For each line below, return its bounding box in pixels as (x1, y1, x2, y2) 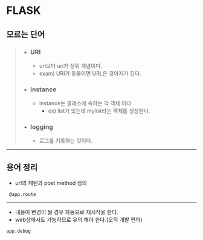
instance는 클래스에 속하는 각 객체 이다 (39, 100, 132, 107)
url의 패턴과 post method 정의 (14, 180, 88, 187)
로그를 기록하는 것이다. (39, 137, 93, 144)
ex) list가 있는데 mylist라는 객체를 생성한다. (48, 107, 150, 115)
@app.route (8, 192, 36, 198)
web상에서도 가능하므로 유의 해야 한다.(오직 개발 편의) (14, 216, 143, 224)
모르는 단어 (6, 29, 45, 39)
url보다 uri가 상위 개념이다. (39, 62, 103, 70)
